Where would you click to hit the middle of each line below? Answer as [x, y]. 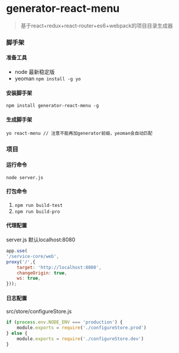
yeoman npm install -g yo [48, 79]
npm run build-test [39, 205]
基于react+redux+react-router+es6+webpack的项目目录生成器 [97, 25]
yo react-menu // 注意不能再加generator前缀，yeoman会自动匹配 [79, 134]
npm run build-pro [37, 212]
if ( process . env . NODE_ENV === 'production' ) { [64, 322]
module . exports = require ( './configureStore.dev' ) [80, 339]
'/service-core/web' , [33, 256]
